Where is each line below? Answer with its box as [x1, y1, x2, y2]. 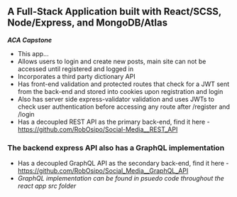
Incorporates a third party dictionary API [17, 72, 136, 80]
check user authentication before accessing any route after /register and [17, 102, 231, 111]
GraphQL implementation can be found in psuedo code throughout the [17, 174, 225, 183]
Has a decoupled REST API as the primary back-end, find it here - [17, 117, 211, 126]
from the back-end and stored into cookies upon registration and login [17, 87, 224, 95]
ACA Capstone [7, 36, 53, 44]
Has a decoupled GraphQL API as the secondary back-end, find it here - [17, 159, 229, 168]
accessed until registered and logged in [17, 64, 133, 73]
